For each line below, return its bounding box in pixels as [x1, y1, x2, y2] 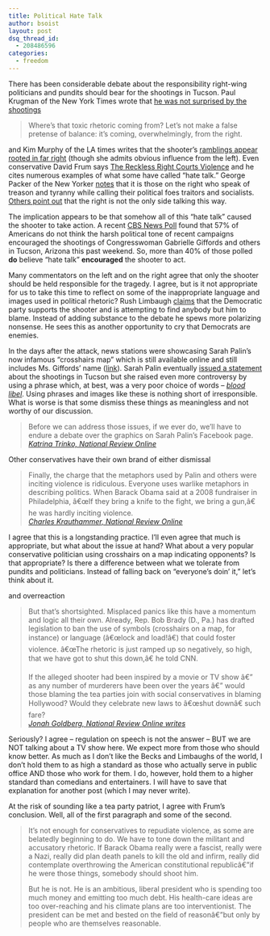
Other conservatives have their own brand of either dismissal [8, 454, 211, 464]
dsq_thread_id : [8, 34, 60, 43]
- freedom [15, 57, 48, 65]
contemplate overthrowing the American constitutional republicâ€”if [27, 859, 254, 869]
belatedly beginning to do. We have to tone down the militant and [27, 833, 244, 844]
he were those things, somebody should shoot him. [27, 868, 199, 878]
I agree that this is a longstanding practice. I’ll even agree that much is [8, 532, 241, 542]
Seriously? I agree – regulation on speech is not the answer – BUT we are [8, 734, 251, 744]
